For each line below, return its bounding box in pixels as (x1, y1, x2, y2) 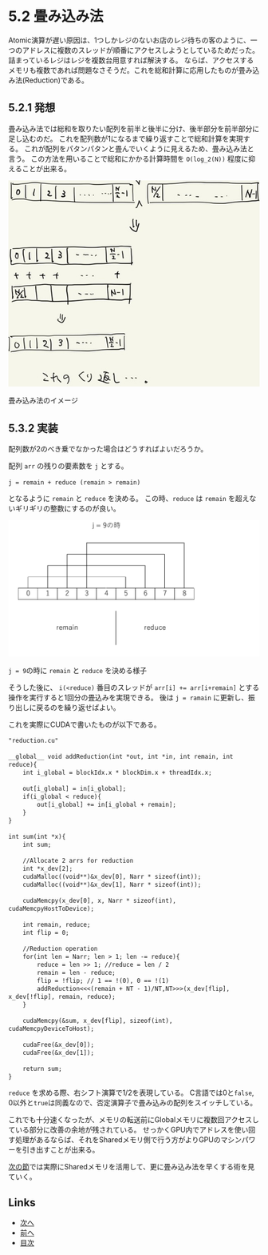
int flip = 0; (22, 929, 69, 937)
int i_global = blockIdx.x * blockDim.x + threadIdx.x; (22, 769, 213, 777)
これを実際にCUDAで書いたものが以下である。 (8, 720, 161, 729)
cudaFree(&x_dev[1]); (22, 1049, 94, 1057)
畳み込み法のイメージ (8, 395, 78, 405)
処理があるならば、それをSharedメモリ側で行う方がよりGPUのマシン (14, 1135, 242, 1145)
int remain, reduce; (22, 921, 91, 929)
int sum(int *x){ (8, 833, 66, 841)
